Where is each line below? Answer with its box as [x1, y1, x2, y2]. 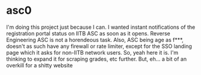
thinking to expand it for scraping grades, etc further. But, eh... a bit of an [6, 55, 187, 62]
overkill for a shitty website [6, 61, 73, 69]
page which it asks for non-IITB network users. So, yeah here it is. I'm [6, 49, 179, 56]
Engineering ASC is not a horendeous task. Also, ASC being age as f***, [6, 36, 184, 43]
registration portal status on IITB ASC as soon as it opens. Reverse [6, 29, 171, 37]
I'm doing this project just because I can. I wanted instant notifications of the [6, 23, 196, 31]
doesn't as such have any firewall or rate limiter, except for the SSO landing [6, 43, 192, 50]
